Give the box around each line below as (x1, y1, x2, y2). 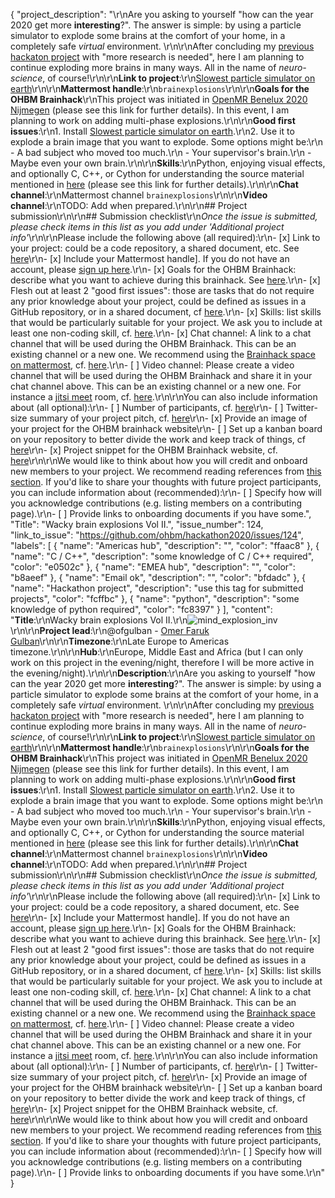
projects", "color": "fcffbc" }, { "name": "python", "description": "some (10, 593, 300, 604)
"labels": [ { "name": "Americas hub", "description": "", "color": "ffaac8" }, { (10, 540, 320, 551)
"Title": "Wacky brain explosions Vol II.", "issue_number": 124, (10, 519, 264, 530)
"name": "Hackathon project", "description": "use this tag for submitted (10, 582, 304, 594)
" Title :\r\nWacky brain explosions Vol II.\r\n (10, 614, 188, 626)
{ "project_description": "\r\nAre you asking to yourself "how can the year (10, 9, 314, 20)
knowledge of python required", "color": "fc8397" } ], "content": (10, 604, 273, 615)
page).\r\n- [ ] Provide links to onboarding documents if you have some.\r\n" (10, 1167, 326, 1178)
